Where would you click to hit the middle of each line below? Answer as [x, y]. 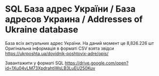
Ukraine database [42, 30]
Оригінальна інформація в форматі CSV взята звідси [60, 48]
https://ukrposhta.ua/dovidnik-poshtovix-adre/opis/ [57, 53]
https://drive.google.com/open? [97, 63]
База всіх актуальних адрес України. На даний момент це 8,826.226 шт [79, 43]
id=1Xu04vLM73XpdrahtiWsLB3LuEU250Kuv [50, 68]
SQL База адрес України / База [70, 9]
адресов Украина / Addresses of [74, 19]
